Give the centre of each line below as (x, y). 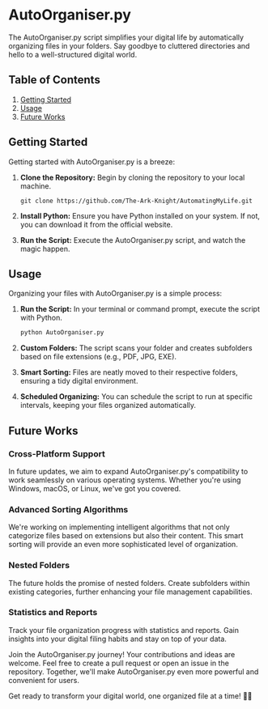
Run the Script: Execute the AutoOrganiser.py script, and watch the (133, 240)
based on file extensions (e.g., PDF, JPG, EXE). (98, 357)
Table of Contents (55, 80)
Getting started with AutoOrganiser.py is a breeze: (92, 161)
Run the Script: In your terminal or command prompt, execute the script (140, 309)
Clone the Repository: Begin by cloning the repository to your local (132, 177)
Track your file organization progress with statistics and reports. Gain (124, 630)
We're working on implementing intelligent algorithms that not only (119, 527)
